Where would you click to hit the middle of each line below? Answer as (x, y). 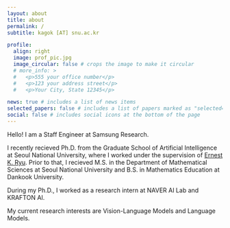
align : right (32, 52)
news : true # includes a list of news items (72, 102)
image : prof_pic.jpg (42, 58)
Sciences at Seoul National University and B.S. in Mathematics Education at (114, 170)
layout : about (27, 13)
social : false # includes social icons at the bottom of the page (104, 115)
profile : (20, 45)
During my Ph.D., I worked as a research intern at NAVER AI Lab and (103, 190)
